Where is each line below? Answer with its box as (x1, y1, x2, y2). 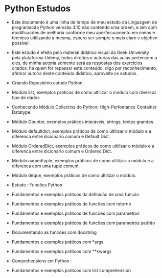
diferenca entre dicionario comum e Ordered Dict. (11, 148, 112, 154)
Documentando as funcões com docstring (11, 229, 97, 235)
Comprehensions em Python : (11, 258, 72, 264)
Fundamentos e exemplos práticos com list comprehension (11, 267, 131, 273)
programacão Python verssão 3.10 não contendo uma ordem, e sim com (11, 24, 157, 30)
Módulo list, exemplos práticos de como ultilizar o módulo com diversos (11, 89, 157, 95)
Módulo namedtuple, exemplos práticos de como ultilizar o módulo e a (11, 157, 154, 163)
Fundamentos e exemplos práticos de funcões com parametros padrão (11, 220, 155, 226)
